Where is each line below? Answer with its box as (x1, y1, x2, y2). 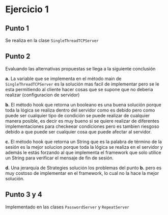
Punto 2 (5, 52, 31, 61)
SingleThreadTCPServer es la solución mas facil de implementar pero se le (5, 80, 159, 87)
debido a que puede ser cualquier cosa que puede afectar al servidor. (5, 128, 152, 135)
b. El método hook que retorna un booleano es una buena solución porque (5, 101, 161, 107)
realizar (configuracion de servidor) (5, 92, 80, 98)
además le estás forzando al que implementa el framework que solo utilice (5, 149, 161, 155)
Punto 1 (5, 24, 30, 33)
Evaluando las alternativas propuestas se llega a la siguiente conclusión (5, 65, 156, 72)
